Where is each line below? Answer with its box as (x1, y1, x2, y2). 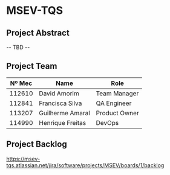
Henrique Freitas (39, 118, 87, 127)
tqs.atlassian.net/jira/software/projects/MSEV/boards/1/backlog (6, 161, 165, 169)
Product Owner (96, 109, 139, 117)
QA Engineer (96, 99, 132, 107)
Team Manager (96, 89, 139, 97)
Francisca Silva (39, 99, 82, 107)
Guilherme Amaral (39, 109, 91, 117)
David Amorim (39, 89, 80, 97)
